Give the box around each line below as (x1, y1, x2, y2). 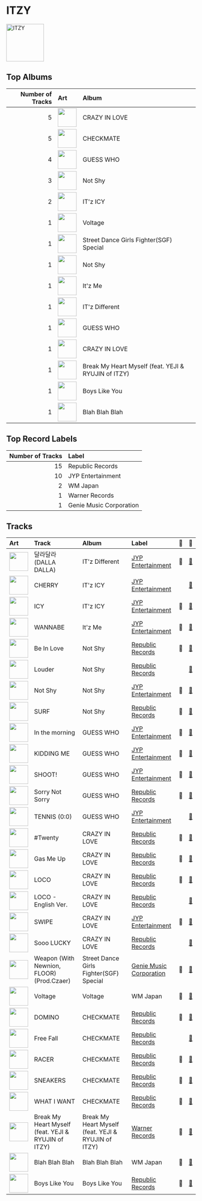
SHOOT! (34, 771, 58, 779)
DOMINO (34, 1013, 60, 1022)
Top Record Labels (6, 434, 78, 444)
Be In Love (34, 644, 64, 653)
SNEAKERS (34, 1077, 66, 1085)
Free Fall (34, 1034, 58, 1043)
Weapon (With (34, 954, 75, 962)
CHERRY (34, 581, 59, 590)
